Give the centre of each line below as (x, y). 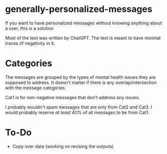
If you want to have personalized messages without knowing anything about (84, 23)
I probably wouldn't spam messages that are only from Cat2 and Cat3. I (79, 107)
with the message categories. (36, 88)
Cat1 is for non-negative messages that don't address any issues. (72, 97)
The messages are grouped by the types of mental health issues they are (80, 77)
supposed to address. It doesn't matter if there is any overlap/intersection (81, 82)
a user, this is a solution (29, 28)
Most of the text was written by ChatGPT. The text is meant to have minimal (83, 38)
